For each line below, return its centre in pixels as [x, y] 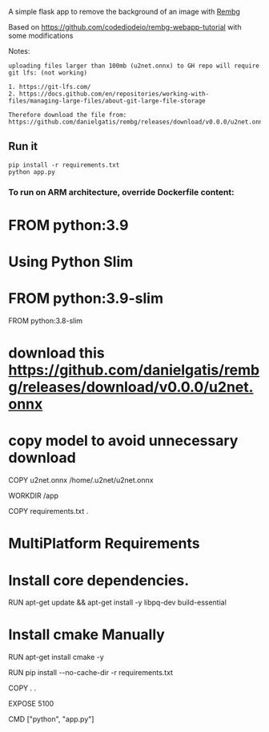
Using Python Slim [71, 262]
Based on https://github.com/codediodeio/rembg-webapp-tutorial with [125, 27]
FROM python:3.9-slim [86, 299]
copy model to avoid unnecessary [123, 441]
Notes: [19, 51]
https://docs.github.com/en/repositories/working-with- [114, 94]
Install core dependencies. [99, 580]
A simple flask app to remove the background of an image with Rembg [124, 12]
